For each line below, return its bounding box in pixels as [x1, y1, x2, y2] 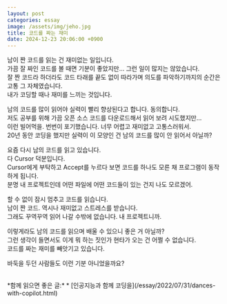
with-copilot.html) [7, 289, 58, 298]
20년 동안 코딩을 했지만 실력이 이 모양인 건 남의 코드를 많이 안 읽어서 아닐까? [7, 131, 213, 139]
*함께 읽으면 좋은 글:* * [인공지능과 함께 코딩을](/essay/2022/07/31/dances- [7, 281, 216, 289]
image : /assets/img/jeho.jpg [7, 23, 91, 30]
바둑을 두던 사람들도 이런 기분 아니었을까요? [7, 259, 125, 267]
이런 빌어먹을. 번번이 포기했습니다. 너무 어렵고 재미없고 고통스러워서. [7, 123, 192, 131]
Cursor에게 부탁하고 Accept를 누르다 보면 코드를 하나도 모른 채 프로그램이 [7, 163, 207, 172]
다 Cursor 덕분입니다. [7, 154, 66, 163]
